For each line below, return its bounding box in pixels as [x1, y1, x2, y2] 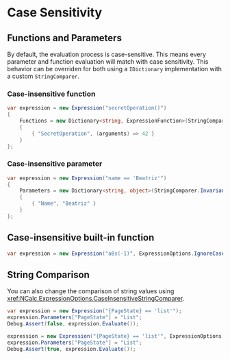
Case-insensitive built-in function [7, 232, 155, 244]
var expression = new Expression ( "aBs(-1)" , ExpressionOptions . [7, 250, 194, 257]
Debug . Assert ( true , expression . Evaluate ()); [7, 345, 136, 352]
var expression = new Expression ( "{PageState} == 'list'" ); [7, 308, 183, 314]
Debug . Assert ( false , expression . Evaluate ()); [7, 321, 139, 327]
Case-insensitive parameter [7, 159, 103, 169]
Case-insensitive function [7, 89, 96, 99]
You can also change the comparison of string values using [7, 287, 175, 295]
